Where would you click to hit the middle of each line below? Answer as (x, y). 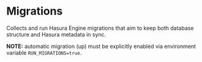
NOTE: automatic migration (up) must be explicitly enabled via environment (101, 46)
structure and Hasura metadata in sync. (56, 34)
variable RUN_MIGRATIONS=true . (44, 52)
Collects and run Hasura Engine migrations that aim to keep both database (100, 28)
